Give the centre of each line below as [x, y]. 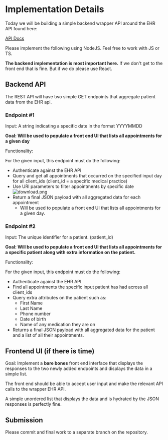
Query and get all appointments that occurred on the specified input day [87, 176]
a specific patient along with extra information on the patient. [70, 253]
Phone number [35, 314]
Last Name [31, 308]
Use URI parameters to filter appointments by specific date [73, 186]
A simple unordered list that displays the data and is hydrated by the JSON [82, 399]
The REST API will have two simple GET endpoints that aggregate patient [80, 96]
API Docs [15, 38]
